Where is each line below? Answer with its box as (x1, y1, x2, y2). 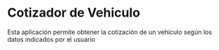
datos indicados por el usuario (7, 35, 96, 43)
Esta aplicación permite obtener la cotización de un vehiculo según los (7, 28, 213, 36)
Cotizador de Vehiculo (7, 5, 141, 21)
